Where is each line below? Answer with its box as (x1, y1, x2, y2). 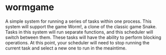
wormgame (5, 2, 54, 13)
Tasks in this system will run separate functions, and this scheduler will (5, 29, 153, 35)
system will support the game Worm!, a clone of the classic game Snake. (5, 23, 157, 29)
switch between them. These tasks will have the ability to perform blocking (5, 34, 161, 40)
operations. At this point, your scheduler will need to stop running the (5, 39, 150, 45)
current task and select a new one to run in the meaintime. (5, 45, 127, 51)
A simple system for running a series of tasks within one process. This (5, 18, 152, 24)
